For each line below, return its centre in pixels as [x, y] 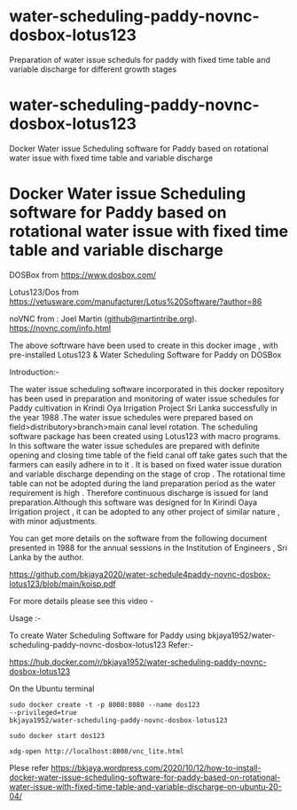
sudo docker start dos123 [57, 735]
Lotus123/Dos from [44, 292]
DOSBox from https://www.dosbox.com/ [83, 275]
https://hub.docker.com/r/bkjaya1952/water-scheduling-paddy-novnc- [138, 662]
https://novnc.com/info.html [60, 328]
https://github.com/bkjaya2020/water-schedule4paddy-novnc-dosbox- [140, 574]
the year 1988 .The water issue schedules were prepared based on [131, 417]
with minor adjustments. [53, 521]
